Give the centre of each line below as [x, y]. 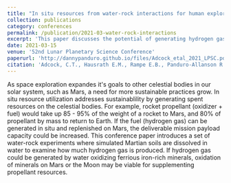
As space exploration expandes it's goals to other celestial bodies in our [109, 84]
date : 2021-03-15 [32, 45]
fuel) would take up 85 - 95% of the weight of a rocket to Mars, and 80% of [114, 114]
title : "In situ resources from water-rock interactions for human [106, 13]
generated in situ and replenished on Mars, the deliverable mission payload [113, 128]
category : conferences [40, 26]
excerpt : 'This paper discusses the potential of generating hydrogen [110, 39]
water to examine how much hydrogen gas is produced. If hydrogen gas [109, 150]
